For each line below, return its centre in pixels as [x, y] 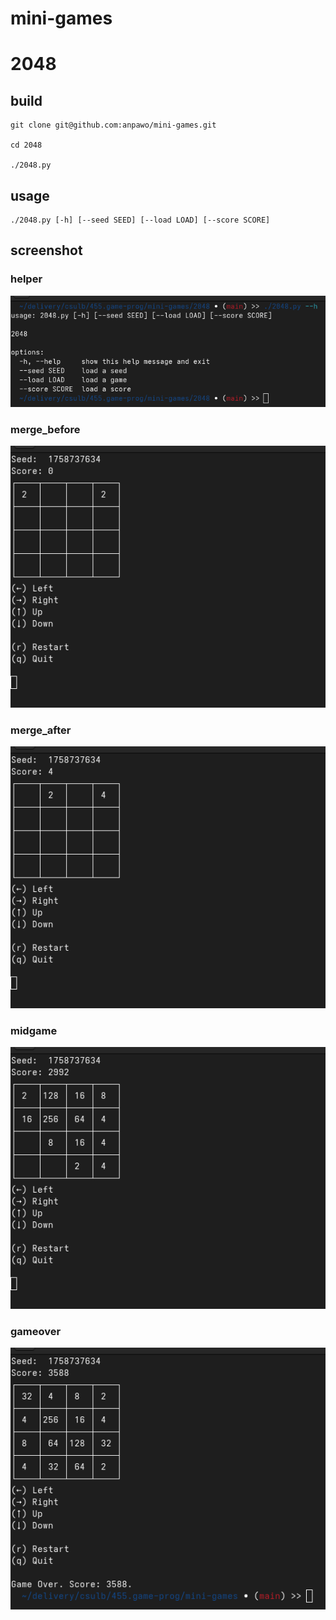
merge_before [45, 429]
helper [26, 279]
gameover [36, 1331]
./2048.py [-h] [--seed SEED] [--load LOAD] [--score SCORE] [140, 220]
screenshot [46, 250]
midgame [34, 1030]
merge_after [41, 730]
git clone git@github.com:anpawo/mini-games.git [113, 125]
